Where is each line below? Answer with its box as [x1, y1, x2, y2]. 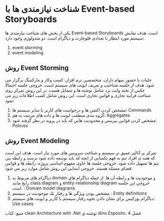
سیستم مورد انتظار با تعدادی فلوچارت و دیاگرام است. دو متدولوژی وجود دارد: [5, 35, 144, 41]
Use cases [12, 201, 34, 206]
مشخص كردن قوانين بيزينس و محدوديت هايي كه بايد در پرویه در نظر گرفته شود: [12, 117, 157, 123]
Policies [12, 122, 28, 128]
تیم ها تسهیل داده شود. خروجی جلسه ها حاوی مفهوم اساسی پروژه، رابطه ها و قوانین [5, 160, 159, 166]
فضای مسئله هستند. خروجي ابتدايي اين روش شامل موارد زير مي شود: [5, 165, 133, 171]
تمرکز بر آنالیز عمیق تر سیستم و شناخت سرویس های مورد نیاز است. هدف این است [5, 150, 157, 156]
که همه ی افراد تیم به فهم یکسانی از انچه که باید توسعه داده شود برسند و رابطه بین [5, 155, 155, 161]
